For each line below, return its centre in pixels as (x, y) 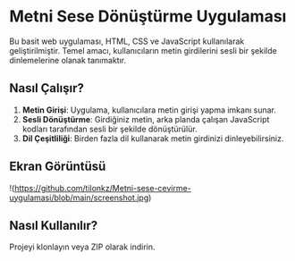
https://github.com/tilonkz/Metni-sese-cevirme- (103, 188)
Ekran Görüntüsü (58, 167)
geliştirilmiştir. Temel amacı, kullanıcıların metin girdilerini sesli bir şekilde (143, 50)
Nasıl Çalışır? (47, 88)
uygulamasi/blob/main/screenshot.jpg (79, 198)
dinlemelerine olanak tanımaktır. (68, 60)
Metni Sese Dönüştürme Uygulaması (148, 17)
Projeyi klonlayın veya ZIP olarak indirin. (82, 247)
